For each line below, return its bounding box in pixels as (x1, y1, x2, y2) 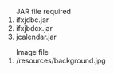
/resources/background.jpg (15, 56, 106, 65)
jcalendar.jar (15, 32, 57, 41)
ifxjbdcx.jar (15, 24, 53, 33)
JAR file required (15, 7, 72, 16)
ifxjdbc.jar (15, 15, 49, 25)
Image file (15, 48, 49, 56)
